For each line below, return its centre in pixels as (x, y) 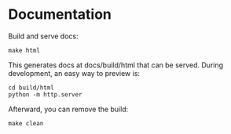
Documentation (60, 14)
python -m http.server (45, 94)
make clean (26, 123)
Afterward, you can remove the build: (68, 109)
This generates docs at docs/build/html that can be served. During (116, 65)
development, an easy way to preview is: (74, 73)
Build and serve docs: (43, 36)
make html (24, 50)
